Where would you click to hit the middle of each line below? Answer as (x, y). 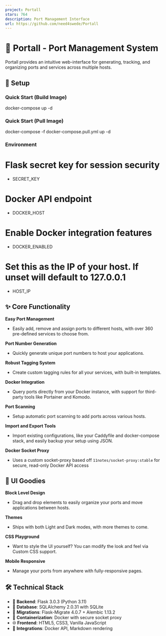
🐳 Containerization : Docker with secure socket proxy (67, 618)
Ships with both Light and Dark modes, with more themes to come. (80, 527)
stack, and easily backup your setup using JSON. (62, 440)
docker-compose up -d (29, 108)
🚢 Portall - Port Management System (82, 48)
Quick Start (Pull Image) (34, 121)
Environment (21, 145)
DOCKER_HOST (28, 212)
